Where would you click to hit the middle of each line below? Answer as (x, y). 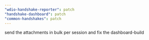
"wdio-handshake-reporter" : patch (40, 10)
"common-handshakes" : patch (33, 19)
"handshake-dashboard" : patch (35, 14)
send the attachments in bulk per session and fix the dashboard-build (74, 33)
